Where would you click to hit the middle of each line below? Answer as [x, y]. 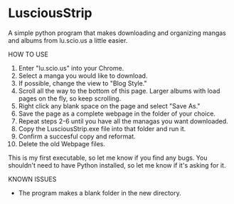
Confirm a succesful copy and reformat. [77, 136]
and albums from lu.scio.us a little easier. [68, 40]
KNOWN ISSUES [32, 179]
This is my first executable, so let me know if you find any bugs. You [108, 158]
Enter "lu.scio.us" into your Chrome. [71, 68]
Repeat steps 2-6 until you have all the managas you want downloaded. [123, 121]
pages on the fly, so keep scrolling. [70, 98]
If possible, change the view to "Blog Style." [83, 83]
